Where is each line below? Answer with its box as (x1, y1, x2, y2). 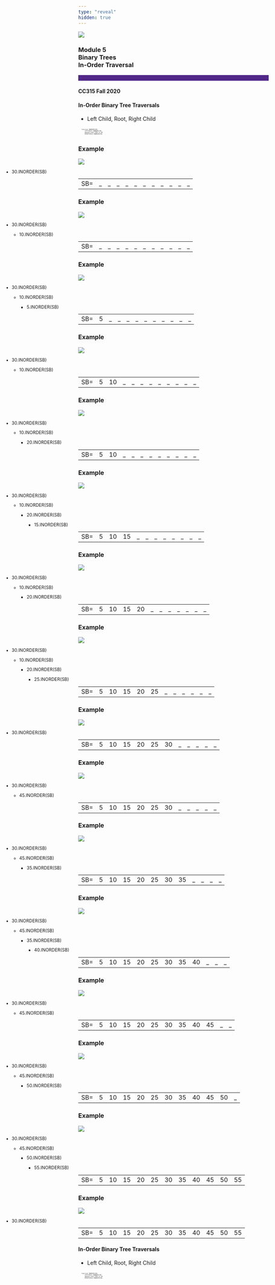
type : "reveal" (78, 8, 117, 15)
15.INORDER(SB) (34, 521, 68, 528)
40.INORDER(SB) (34, 947, 70, 953)
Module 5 (78, 46, 107, 54)
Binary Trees (78, 53, 117, 62)
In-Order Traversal (78, 61, 134, 70)
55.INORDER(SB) (34, 1165, 70, 1171)
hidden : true (78, 15, 111, 21)
